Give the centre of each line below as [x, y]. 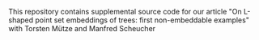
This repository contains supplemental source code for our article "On [125, 12]
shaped [21, 20]
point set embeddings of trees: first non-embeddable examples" [142, 20]
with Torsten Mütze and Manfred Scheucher [82, 28]
